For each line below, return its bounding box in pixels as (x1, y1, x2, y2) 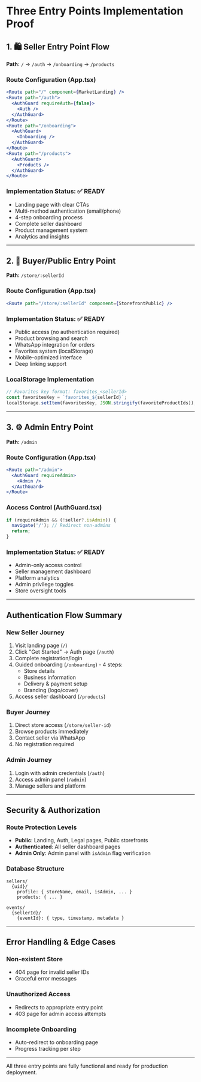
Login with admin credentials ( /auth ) (14, 769, 105, 776)
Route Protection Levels (6, 823, 77, 831)
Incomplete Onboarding (6, 1025, 77, 1033)
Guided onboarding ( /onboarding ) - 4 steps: (14, 661, 123, 668)
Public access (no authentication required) (14, 328, 120, 335)
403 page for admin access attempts (14, 1010, 106, 1017)
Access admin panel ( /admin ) (14, 776, 87, 783)
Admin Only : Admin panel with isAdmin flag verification (14, 849, 151, 857)
